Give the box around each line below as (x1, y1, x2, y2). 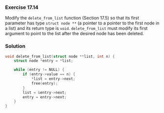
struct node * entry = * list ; (14, 58, 73, 64)
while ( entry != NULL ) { (14, 68, 65, 72)
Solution (5, 43, 26, 50)
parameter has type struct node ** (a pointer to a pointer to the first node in (5, 20, 160, 26)
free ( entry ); (31, 81, 58, 86)
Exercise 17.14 (5, 4, 39, 11)
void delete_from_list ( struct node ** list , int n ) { (5, 54, 115, 59)
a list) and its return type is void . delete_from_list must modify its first (5, 25, 148, 31)
